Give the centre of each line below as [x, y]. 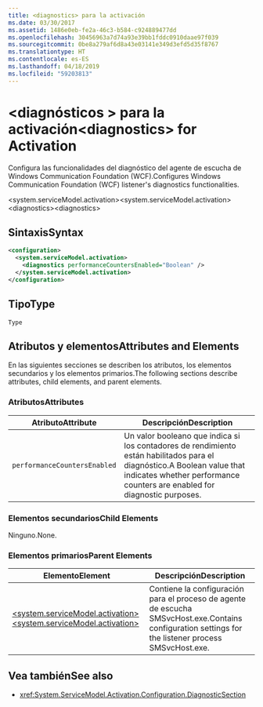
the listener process [186, 638]
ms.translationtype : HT [47, 52]
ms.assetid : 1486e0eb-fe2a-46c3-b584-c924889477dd [92, 30]
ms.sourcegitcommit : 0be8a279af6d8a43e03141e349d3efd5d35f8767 [113, 45]
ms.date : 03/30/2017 [42, 23]
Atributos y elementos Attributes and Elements [124, 346]
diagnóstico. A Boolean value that [184, 465]
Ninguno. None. [32, 535]
